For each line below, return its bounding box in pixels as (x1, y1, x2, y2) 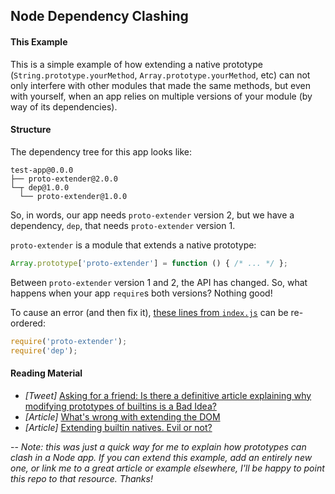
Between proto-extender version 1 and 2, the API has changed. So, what (10, 276, 308, 288)
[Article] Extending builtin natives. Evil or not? (24, 421, 213, 433)
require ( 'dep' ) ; (10, 345, 78, 356)
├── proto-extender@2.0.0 (10, 174, 118, 184)
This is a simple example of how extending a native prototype (10, 58, 263, 70)
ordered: (10, 317, 46, 329)
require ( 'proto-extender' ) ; (10, 336, 128, 346)
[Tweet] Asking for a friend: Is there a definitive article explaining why (24, 389, 312, 401)
